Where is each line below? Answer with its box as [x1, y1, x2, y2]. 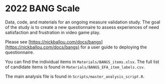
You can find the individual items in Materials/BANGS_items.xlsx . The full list [5, 59, 160, 64]
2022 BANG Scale [5, 3, 80, 14]
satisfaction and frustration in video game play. [5, 29, 100, 35]
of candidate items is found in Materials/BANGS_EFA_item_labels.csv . [5, 64, 145, 70]
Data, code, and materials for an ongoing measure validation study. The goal [5, 19, 161, 25]
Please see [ [5, 39, 31, 44]
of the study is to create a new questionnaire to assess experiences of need [5, 24, 159, 30]
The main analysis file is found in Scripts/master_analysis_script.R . [5, 73, 145, 79]
